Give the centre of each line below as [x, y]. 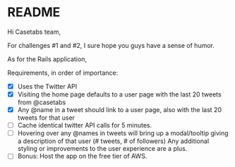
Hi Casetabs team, [34, 32]
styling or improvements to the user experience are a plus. [102, 149]
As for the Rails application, [47, 59]
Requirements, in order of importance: [63, 73]
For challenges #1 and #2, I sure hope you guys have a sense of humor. [111, 45]
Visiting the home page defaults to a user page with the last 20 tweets [119, 94]
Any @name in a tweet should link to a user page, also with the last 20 [120, 110]
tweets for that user [46, 118]
